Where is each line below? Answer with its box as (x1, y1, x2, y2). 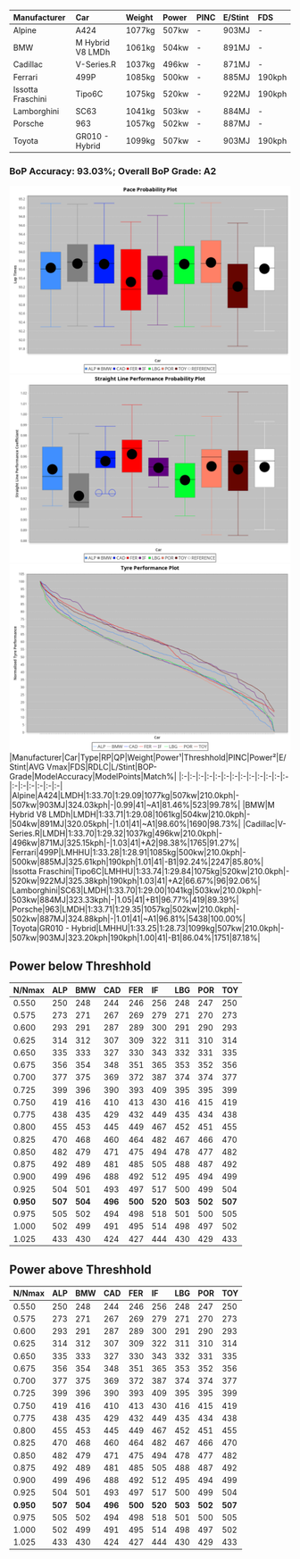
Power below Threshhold (9, 958, 152, 973)
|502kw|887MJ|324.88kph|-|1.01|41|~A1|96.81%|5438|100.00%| (9, 913, 246, 924)
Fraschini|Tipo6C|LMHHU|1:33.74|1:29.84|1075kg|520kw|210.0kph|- (38, 866, 290, 877)
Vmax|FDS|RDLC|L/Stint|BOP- (46, 762, 158, 772)
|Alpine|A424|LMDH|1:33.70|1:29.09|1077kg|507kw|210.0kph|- (9, 790, 239, 801)
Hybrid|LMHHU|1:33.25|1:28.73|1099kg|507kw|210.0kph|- (71, 923, 285, 934)
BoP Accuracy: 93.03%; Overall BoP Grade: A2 (9, 164, 217, 177)
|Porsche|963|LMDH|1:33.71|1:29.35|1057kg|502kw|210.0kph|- (9, 904, 240, 915)
